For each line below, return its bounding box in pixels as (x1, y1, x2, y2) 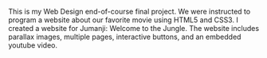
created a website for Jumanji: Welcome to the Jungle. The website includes (8, 24, 260, 33)
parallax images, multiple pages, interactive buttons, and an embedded (8, 32, 241, 41)
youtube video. (8, 41, 58, 50)
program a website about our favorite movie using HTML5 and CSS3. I (8, 15, 239, 25)
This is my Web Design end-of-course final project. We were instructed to (8, 7, 251, 16)
